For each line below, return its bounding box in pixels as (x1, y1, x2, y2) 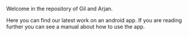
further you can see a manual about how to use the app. (6, 23, 145, 30)
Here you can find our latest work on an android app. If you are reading (6, 17, 182, 23)
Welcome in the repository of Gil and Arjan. (6, 5, 113, 12)
